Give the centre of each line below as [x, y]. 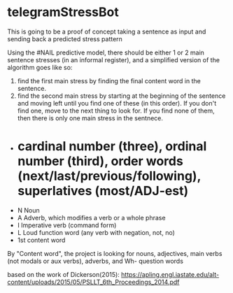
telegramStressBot [63, 12]
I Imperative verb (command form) [67, 225]
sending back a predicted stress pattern [65, 38]
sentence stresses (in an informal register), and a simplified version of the [114, 59]
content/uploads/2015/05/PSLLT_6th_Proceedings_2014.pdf [93, 282]
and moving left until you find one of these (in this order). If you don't [117, 103]
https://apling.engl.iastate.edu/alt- [170, 274]
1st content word [41, 240]
